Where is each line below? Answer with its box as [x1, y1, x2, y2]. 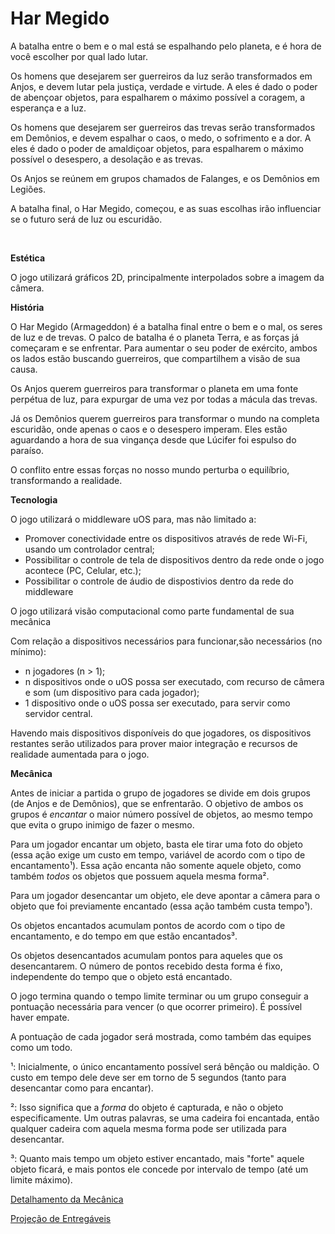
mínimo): [10, 645, 47, 657]
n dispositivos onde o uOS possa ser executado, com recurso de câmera [24, 675, 325, 687]
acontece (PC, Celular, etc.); [24, 564, 142, 576]
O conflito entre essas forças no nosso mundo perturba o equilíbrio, [10, 463, 290, 476]
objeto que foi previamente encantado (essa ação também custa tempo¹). [10, 900, 313, 912]
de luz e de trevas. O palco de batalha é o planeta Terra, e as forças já [10, 331, 300, 343]
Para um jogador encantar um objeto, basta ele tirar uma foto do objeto [10, 838, 303, 850]
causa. [10, 363, 38, 375]
